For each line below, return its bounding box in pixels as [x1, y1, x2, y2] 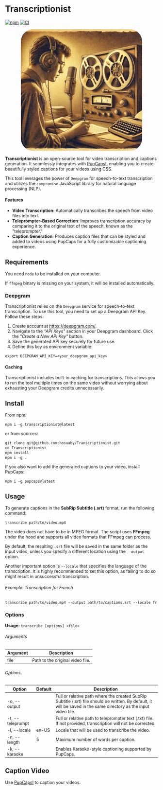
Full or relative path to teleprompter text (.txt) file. [55, 716, 154, 721]
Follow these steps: [5, 314, 44, 319]
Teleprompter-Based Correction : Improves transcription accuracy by [12, 218, 151, 224]
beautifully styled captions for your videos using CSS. [5, 166, 113, 172]
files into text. [12, 213, 40, 219]
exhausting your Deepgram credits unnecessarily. [5, 385, 104, 391]
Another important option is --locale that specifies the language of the [5, 563, 147, 569]
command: [5, 510, 27, 516]
